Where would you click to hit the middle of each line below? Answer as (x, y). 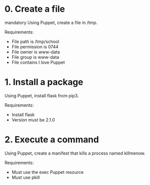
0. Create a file (35, 9)
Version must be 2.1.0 (33, 120)
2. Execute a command (52, 140)
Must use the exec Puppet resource (48, 172)
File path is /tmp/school (35, 41)
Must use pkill (26, 177)
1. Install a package (44, 82)
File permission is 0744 (35, 46)
